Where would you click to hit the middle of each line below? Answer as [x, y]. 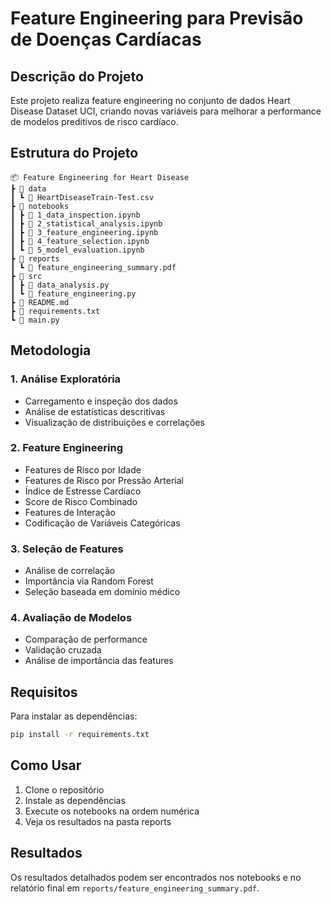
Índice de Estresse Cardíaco [83, 491]
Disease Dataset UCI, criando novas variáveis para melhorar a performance [166, 111]
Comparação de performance [86, 639]
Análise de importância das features [99, 661]
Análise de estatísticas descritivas [95, 411]
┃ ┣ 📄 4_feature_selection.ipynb [80, 241]
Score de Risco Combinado [81, 501]
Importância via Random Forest [89, 581]
